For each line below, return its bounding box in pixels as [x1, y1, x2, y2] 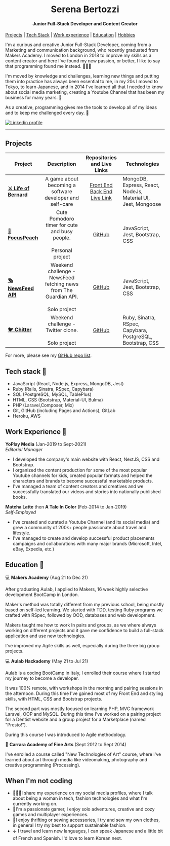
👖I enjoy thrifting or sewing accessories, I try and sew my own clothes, [12, 817, 160, 823]
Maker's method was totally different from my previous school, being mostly [5, 601, 164, 607]
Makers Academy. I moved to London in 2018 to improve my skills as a [5, 52, 152, 59]
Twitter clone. [45, 327, 78, 334]
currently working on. [12, 801, 58, 807]
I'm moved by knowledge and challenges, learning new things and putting [5, 73, 159, 79]
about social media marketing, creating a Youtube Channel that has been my [5, 89, 164, 95]
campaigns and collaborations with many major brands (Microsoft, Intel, [12, 540, 163, 546]
